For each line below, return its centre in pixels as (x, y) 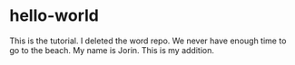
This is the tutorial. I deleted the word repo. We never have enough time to (148, 41)
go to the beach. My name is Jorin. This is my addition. (112, 50)
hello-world (54, 16)
